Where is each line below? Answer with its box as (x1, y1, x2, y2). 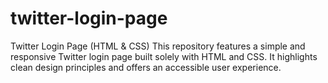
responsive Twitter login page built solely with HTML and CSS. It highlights (10, 50, 318, 62)
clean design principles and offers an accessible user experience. (10, 61, 282, 73)
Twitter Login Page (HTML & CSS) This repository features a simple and (10, 40, 306, 52)
